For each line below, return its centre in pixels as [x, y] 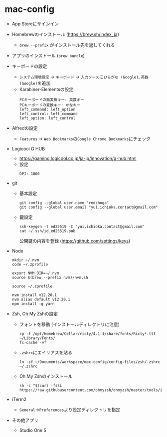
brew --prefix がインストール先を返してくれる [67, 45]
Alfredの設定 [25, 128]
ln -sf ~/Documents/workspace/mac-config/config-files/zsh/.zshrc [90, 362]
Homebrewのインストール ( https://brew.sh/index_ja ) [65, 34]
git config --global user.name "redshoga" [64, 203]
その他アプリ [25, 420]
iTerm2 [19, 399]
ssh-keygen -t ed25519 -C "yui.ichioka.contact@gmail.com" [82, 226]
